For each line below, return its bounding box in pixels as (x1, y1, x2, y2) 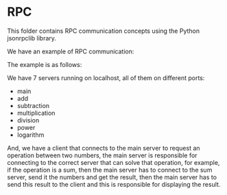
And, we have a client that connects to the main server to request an (7, 144, 200, 152)
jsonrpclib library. (7, 34, 57, 42)
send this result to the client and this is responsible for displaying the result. (7, 180, 221, 188)
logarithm (16, 131, 45, 139)
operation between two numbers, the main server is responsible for (7, 151, 198, 159)
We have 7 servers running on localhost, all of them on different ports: (7, 73, 205, 82)
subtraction (16, 101, 50, 109)
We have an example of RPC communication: (7, 47, 134, 55)
